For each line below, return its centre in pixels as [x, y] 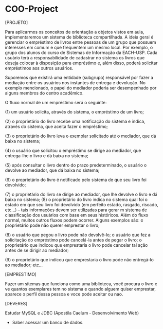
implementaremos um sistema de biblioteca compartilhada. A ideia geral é [79, 37]
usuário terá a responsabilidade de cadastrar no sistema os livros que [75, 57]
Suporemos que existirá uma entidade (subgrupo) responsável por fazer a [79, 77]
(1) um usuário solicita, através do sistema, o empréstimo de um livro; [74, 112]
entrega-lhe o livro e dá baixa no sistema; [47, 155]
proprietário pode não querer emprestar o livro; [52, 225]
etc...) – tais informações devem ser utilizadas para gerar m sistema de [76, 210]
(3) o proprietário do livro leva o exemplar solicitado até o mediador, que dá [81, 136]
